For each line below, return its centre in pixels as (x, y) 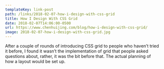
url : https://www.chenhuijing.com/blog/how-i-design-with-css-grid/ (76, 28)
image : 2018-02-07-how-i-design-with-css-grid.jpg (58, 32)
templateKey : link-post (29, 9)
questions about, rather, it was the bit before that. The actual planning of (78, 56)
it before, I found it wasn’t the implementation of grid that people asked (77, 51)
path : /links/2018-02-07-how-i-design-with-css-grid (60, 14)
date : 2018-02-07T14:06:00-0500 (38, 23)
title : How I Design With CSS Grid (41, 18)
